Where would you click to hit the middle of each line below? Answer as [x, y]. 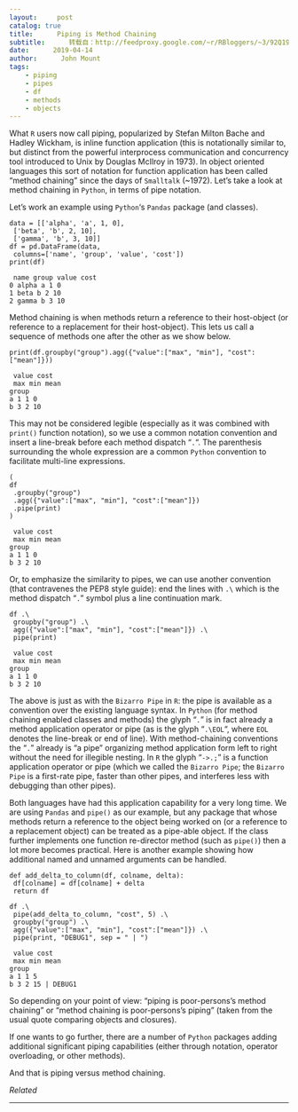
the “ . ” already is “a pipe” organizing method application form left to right [143, 748]
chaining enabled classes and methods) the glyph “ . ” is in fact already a [141, 720]
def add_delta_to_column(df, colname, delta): [97, 876]
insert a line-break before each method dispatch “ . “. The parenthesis [136, 442]
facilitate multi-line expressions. [67, 461]
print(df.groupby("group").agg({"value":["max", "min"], [117, 353]
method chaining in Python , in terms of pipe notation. [105, 190]
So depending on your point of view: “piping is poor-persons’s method [137, 1001]
